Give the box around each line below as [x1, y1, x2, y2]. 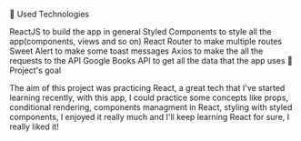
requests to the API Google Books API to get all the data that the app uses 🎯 [9, 55, 293, 65]
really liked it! [9, 121, 59, 132]
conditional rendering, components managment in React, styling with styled [9, 102, 293, 113]
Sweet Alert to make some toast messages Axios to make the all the [9, 45, 264, 56]
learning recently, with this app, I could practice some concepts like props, [9, 92, 289, 103]
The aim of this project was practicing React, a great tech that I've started [9, 83, 286, 93]
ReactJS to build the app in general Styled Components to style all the [9, 26, 272, 36]
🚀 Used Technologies [9, 9, 89, 19]
